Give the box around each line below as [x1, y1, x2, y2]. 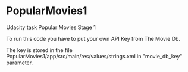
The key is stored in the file [6, 46, 73, 54]
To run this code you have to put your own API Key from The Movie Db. [6, 35, 180, 42]
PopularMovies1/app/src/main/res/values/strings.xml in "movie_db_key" [6, 53, 183, 60]
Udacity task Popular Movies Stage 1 [6, 24, 96, 31]
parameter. [6, 59, 33, 66]
